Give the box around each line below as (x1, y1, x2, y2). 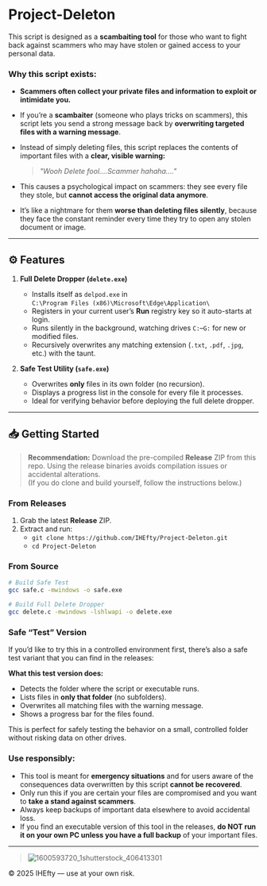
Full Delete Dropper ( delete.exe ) (19, 274, 128, 283)
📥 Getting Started (8, 427, 99, 441)
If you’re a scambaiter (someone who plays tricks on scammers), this (19, 110, 248, 120)
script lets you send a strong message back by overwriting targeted (19, 119, 245, 129)
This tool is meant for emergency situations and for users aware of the (19, 771, 254, 780)
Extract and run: (19, 524, 73, 534)
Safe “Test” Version (8, 626, 87, 638)
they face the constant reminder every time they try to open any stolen (19, 214, 252, 224)
